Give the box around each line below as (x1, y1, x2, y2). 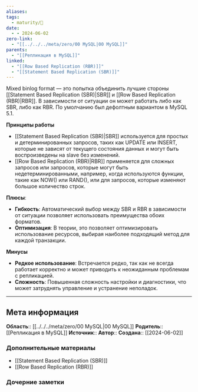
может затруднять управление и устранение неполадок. (14, 285, 158, 292)
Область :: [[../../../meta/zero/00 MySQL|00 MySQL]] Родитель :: (6, 323, 164, 330)
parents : (6, 47, 28, 53)
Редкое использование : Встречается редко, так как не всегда (14, 260, 174, 267)
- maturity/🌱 (11, 19, 44, 25)
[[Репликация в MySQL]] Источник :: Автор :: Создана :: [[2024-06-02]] (6, 329, 184, 336)
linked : (6, 58, 25, 64)
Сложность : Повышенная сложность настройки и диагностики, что (14, 278, 187, 285)
